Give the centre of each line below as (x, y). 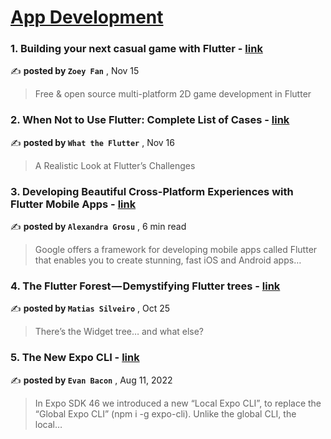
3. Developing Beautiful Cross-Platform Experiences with (152, 191)
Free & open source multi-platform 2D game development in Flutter (173, 94)
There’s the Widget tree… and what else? (119, 332)
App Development (87, 17)
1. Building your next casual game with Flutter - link (136, 49)
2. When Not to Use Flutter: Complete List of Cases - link (150, 120)
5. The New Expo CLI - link (75, 358)
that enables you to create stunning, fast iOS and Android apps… (168, 260)
